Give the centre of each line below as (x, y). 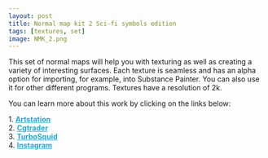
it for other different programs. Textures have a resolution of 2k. (115, 88)
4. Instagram (31, 145)
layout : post (31, 16)
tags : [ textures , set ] (47, 31)
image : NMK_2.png (38, 39)
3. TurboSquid (33, 137)
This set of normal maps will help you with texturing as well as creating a (130, 62)
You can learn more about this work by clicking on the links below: (120, 103)
